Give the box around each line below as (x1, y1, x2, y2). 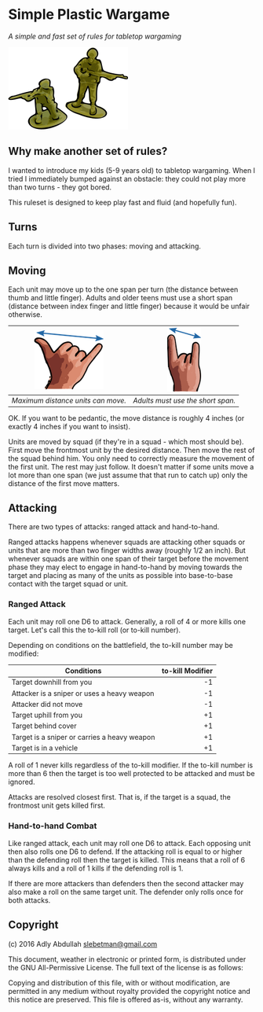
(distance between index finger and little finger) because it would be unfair (8, 301, 250, 311)
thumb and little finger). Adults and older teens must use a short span (8, 293, 233, 303)
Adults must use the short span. (133, 396, 236, 406)
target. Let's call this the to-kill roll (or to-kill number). (8, 625, 181, 635)
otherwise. (8, 310, 43, 319)
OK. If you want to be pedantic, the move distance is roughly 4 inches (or (8, 413, 245, 422)
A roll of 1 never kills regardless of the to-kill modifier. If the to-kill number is (8, 760, 254, 770)
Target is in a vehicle (11, 743, 79, 753)
